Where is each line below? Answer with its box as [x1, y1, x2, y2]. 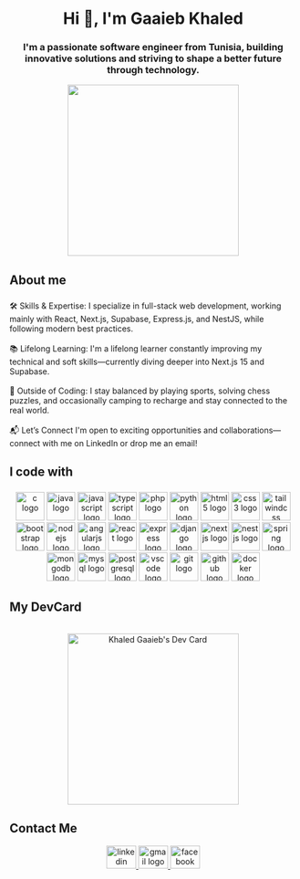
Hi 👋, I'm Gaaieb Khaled [63, 8, 243, 29]
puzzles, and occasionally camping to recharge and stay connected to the [9, 394, 288, 405]
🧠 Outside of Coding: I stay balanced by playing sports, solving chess [9, 385, 271, 396]
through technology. [106, 64, 201, 77]
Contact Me [9, 821, 78, 836]
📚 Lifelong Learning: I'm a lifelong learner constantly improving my [9, 342, 263, 354]
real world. [9, 404, 50, 415]
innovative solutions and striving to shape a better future [24, 52, 283, 65]
